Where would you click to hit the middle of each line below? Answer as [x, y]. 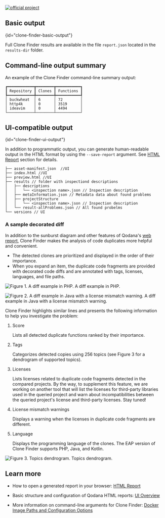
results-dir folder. [24, 50]
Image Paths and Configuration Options [52, 510]
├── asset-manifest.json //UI [37, 169]
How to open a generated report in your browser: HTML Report [76, 486]
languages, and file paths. [39, 276]
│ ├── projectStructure [32, 199]
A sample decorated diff [35, 224]
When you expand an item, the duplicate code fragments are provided [84, 266]
